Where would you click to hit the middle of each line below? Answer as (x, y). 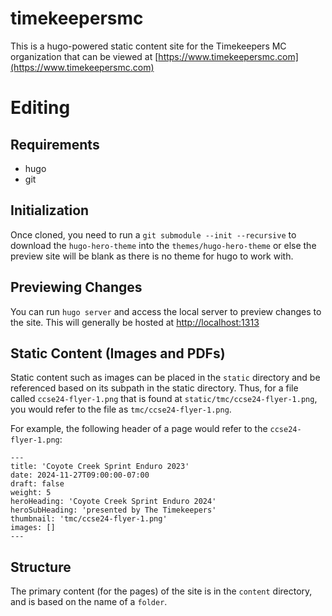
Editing (40, 108)
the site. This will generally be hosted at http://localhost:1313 (135, 322)
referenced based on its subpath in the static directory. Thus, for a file (154, 388)
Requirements (55, 144)
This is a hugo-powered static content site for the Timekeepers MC (148, 46)
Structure (41, 567)
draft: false (37, 484)
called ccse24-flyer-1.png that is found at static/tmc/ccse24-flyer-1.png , (164, 399)
